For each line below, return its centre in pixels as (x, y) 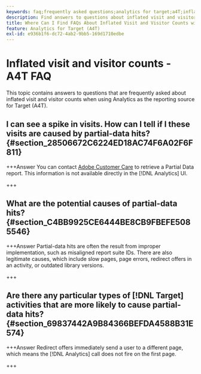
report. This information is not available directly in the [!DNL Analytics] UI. (97, 173)
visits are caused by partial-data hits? (78, 134)
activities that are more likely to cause (79, 305)
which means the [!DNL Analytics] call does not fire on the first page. (91, 354)
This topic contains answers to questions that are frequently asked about (96, 93)
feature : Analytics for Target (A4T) (53, 28)
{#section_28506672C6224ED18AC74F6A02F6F (100, 143)
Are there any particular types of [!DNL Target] (95, 296)
